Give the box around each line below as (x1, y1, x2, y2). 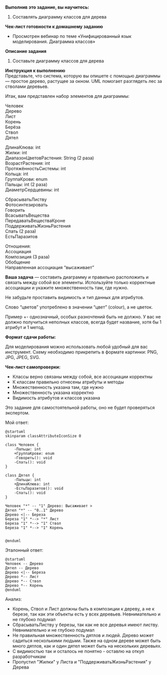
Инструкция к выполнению (5, 67, 66, 73)
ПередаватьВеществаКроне (5, 218, 66, 224)
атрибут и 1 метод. (5, 325, 45, 330)
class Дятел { (5, 473, 35, 478)
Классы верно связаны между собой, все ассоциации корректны (12, 374, 153, 379)
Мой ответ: (5, 419, 29, 425)
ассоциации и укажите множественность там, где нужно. (5, 285, 129, 291)
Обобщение (5, 259, 31, 265)
